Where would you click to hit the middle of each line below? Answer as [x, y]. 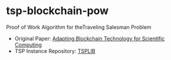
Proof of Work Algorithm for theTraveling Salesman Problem [79, 27]
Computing [28, 45]
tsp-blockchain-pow [57, 11]
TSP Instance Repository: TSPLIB [55, 51]
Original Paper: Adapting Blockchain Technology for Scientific [90, 38]
